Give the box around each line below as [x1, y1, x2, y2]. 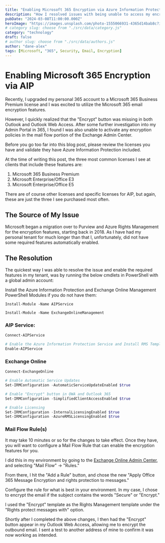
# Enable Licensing [5, 405, 45, 410]
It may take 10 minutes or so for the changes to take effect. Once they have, [5, 437, 159, 443]
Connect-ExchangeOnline [5, 369, 54, 374]
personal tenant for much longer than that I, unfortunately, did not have [5, 235, 149, 240]
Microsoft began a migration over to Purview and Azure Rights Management [5, 224, 159, 230]
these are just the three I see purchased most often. [5, 197, 110, 203]
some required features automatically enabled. [5, 239, 100, 245]
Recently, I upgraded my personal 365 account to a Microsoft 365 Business [5, 97, 158, 102]
